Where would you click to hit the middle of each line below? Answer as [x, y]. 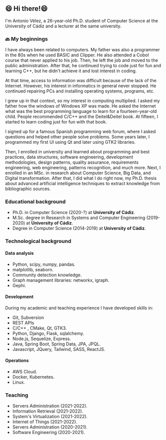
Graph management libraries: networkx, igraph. [61, 280]
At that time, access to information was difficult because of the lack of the [81, 81]
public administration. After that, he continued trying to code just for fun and [83, 66]
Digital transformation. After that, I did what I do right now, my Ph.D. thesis [81, 178]
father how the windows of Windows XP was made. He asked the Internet [81, 106]
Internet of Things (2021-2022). [45, 422]
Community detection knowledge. [47, 275]
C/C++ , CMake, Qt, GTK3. [40, 328]
